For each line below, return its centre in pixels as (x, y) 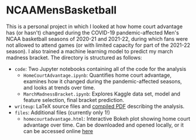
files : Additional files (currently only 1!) (62, 112)
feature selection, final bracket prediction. (74, 100)
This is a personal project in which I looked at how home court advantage (94, 26)
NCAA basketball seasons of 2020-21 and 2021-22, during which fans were (97, 39)
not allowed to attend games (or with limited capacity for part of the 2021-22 (98, 45)
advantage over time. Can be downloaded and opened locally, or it (104, 125)
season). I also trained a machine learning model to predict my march (90, 51)
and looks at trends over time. (59, 87)
